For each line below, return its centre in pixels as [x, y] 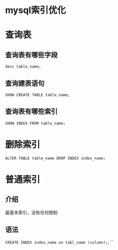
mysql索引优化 [36, 10]
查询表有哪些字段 [31, 55]
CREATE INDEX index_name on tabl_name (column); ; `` [59, 242]
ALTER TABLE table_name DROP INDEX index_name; [56, 158]
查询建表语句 [25, 83]
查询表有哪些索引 [31, 112]
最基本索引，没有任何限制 [31, 212]
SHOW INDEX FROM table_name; [35, 123]
